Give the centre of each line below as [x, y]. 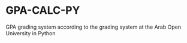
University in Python [31, 33]
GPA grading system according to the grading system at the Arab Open [93, 27]
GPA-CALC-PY [43, 10]
